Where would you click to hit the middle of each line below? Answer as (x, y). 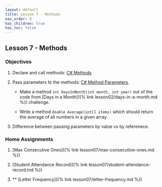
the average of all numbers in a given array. (64, 117)
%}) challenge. (35, 102)
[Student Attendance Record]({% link (50, 165)
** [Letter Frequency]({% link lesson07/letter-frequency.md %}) (77, 180)
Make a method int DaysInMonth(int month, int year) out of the (86, 92)
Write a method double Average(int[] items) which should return (86, 112)
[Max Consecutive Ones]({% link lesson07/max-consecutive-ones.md (83, 150)
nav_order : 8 (18, 19)
